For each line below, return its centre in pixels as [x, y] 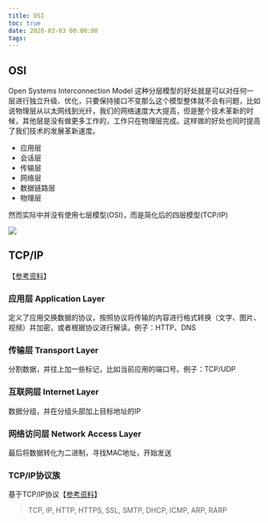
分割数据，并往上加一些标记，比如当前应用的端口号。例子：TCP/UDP [122, 369]
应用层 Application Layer [57, 299]
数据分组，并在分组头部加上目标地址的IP [75, 411]
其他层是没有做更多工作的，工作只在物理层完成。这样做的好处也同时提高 [141, 121]
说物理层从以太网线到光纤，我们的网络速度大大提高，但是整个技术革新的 [127, 111]
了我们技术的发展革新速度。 [54, 131]
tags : [17, 38]
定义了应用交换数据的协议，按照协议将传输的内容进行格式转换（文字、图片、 [134, 318]
